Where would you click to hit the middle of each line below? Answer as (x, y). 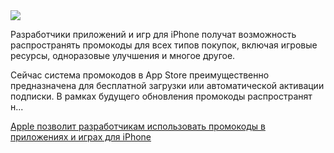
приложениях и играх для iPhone (81, 137)
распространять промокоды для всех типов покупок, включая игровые (164, 45)
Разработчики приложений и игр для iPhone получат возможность (153, 34)
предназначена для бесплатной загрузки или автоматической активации (167, 85)
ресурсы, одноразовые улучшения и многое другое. (123, 55)
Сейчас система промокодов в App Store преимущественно (140, 75)
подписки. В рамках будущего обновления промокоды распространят (161, 96)
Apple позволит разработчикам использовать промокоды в (138, 126)
